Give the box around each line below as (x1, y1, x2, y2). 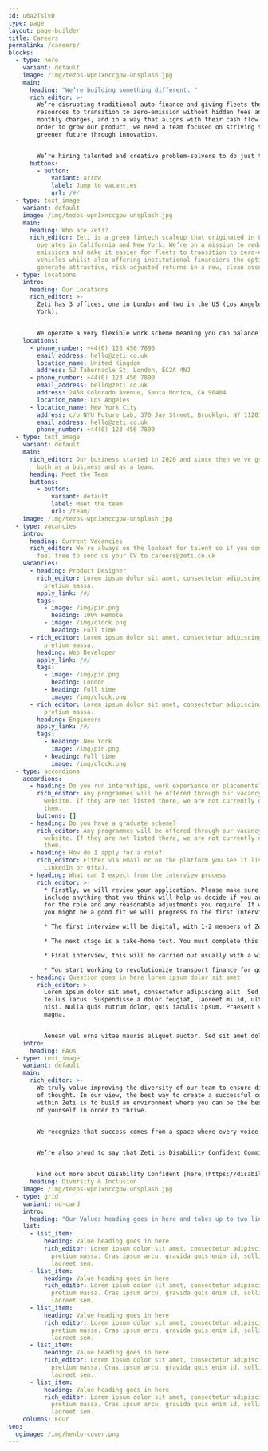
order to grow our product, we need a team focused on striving (37, 123, 255, 131)
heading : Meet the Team (29, 470, 109, 478)
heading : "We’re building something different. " (29, 85, 198, 94)
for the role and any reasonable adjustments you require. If (43, 901, 255, 909)
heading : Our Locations (29, 285, 109, 294)
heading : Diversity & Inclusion (29, 1178, 137, 1186)
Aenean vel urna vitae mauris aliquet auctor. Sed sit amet (43, 1032, 248, 1040)
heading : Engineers (37, 716, 102, 724)
